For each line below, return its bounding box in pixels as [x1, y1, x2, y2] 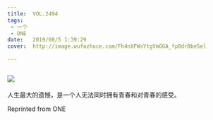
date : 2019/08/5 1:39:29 [7, 36, 87, 44]
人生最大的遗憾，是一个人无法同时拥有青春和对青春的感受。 [7, 91, 181, 99]
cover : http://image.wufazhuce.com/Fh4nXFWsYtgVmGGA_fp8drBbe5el [7, 43, 207, 50]
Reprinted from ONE [7, 105, 66, 113]
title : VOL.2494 [7, 10, 59, 18]
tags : [7, 17, 23, 24]
